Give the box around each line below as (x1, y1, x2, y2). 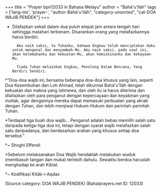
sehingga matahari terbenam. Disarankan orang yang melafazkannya (12, 29, 150, 34)
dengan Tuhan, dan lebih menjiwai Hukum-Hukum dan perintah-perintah (5, 103, 150, 108)
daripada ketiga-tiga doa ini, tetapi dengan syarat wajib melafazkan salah (5, 123, 151, 128)
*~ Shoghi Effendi (5, 142, 41, 148)
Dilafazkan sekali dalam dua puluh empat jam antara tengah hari (12, 24, 140, 29)
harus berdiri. (12, 34, 39, 40)
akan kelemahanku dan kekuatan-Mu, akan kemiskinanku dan (12, 52, 132, 57)
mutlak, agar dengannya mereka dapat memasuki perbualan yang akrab (5, 98, 148, 103)
